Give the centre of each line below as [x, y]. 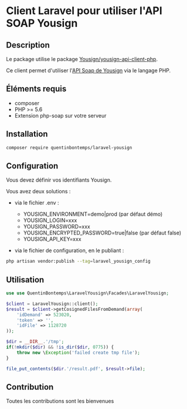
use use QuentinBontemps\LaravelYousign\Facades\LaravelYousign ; [87, 293]
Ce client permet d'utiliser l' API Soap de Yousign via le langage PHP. [89, 71]
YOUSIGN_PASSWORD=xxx [57, 227]
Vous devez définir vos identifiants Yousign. [59, 180]
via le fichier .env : [37, 203]
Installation [27, 134]
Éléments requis [36, 89]
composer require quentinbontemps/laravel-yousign [69, 147]
